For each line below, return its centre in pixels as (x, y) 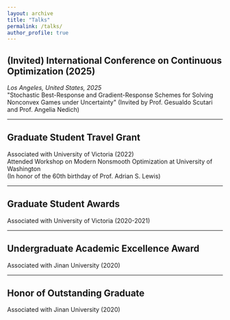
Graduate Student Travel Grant (74, 138)
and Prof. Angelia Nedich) (43, 110)
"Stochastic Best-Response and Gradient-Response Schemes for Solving (110, 95)
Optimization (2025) (51, 71)
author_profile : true (38, 33)
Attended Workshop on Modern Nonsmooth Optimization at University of (110, 161)
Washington (24, 168)
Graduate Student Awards (63, 204)
